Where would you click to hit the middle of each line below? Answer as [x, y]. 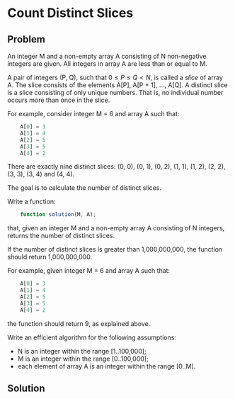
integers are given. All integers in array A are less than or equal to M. [107, 64]
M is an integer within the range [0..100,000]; [83, 359]
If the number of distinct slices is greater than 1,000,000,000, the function [115, 249]
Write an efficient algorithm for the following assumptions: [92, 337]
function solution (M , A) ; [58, 215]
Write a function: [31, 202]
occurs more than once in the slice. [59, 100]
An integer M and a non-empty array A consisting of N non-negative [107, 56]
